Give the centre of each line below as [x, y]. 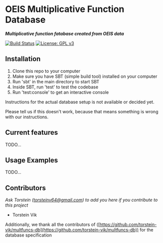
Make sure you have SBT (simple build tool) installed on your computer [85, 76]
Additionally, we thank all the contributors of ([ [53, 225]
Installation [23, 59]
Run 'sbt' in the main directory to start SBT [56, 81]
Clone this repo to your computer [46, 71]
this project [17, 205]
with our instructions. [27, 117]
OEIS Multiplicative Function [65, 9]
